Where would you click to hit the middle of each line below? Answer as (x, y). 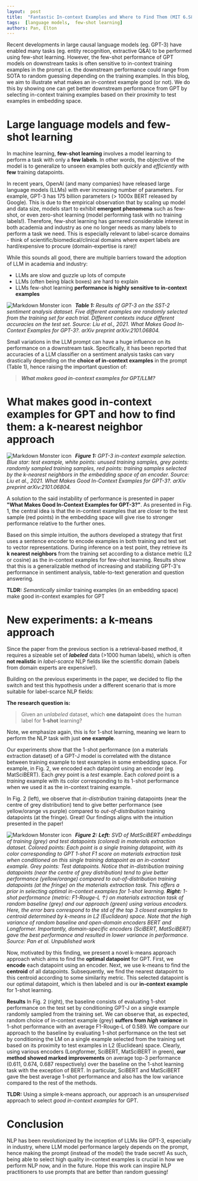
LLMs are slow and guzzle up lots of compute (70, 275)
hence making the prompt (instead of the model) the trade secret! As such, (97, 1153)
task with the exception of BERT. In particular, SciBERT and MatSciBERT (94, 1070)
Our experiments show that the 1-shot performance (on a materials (87, 750)
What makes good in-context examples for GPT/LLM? (88, 378)
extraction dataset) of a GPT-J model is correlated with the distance (89, 756)
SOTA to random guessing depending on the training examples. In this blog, (98, 76)
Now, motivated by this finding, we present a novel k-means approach (91, 953)
